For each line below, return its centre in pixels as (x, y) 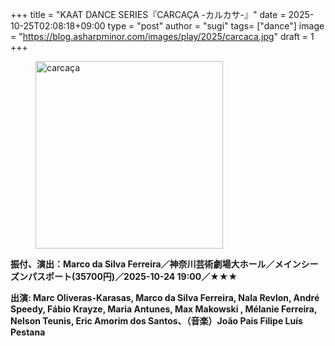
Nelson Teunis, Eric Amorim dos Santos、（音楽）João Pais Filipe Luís (156, 321)
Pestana (28, 332)
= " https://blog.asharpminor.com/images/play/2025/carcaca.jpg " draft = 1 (162, 36)
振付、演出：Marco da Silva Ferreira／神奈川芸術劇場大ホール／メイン (156, 264)
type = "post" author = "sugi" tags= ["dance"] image (216, 26)
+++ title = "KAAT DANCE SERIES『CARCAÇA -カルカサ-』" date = (148, 14)
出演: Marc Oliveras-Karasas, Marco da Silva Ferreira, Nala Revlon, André (165, 297)
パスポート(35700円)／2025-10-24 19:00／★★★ (132, 276)
